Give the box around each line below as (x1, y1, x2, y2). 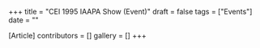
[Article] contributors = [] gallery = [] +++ (8, 31, 147, 40)
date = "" (8, 15, 39, 25)
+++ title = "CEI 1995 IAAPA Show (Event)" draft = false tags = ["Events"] (8, 7, 253, 16)
